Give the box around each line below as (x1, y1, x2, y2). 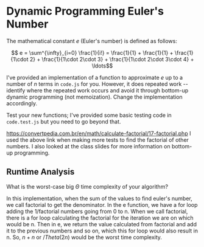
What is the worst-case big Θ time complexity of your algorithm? (6, 183, 169, 190)
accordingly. (6, 99, 38, 107)
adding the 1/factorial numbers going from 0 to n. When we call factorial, (6, 207, 188, 215)
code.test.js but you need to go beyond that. (6, 117, 121, 125)
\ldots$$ (91, 62, 113, 69)
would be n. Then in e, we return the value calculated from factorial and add (6, 220, 197, 228)
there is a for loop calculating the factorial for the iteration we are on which (6, 214, 194, 221)
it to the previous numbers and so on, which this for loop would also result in (6, 227, 198, 234)
